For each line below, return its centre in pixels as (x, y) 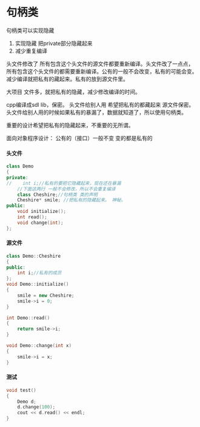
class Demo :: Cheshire (34, 256)
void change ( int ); (40, 223)
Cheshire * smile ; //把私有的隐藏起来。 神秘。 (72, 200)
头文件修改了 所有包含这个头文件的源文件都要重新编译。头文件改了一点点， (100, 64)
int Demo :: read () (28, 318)
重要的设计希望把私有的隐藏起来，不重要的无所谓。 (70, 125)
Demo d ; (27, 402)
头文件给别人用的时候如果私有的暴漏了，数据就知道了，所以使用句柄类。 (96, 112)
